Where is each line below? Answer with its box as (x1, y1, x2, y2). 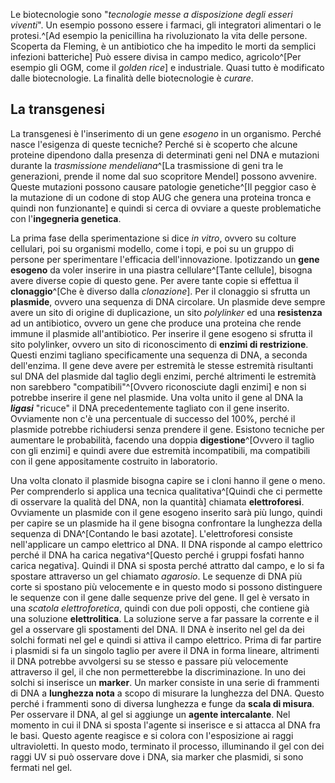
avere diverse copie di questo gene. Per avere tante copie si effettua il (10, 274, 299, 286)
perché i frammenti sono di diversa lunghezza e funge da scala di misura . (10, 697, 315, 709)
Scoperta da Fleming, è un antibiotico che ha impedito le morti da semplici (10, 40, 317, 52)
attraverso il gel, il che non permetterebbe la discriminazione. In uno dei (10, 665, 306, 678)
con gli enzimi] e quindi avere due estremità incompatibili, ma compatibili (10, 444, 311, 456)
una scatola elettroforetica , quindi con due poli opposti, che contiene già (10, 602, 310, 614)
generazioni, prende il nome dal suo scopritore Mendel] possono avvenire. (10, 170, 317, 182)
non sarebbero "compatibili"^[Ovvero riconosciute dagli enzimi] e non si (10, 380, 307, 393)
